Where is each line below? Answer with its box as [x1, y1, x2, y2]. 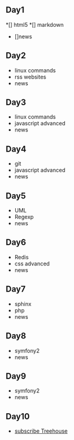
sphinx [14, 300, 32, 307]
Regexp [14, 213, 34, 221]
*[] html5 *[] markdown [5, 21, 64, 28]
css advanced [14, 260, 50, 267]
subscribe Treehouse [14, 427, 68, 435]
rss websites [14, 73, 47, 80]
